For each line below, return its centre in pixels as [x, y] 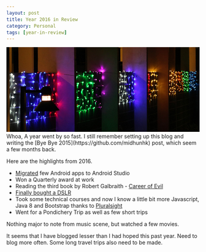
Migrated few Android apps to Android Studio [72, 173]
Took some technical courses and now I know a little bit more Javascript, [107, 199]
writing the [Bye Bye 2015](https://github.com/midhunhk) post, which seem [101, 143]
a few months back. [31, 149]
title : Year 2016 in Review [42, 19]
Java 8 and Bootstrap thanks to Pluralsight [69, 205]
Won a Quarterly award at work [55, 179]
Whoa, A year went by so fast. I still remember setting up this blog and [95, 136]
